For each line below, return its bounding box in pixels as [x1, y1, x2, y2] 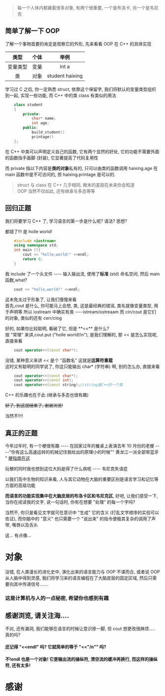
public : [23, 125, 38, 130]
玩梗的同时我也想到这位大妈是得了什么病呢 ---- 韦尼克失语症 [5, 465, 128, 471]
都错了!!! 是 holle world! [5, 228, 53, 234]
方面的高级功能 [5, 482, 35, 488]
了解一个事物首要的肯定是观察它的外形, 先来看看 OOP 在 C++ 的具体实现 [5, 41, 152, 46]
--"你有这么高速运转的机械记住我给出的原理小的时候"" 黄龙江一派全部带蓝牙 [5, 449, 159, 455]
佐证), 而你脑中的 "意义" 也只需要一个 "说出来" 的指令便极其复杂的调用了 [5, 516, 152, 522]
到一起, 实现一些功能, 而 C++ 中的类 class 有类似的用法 [5, 92, 117, 98]
